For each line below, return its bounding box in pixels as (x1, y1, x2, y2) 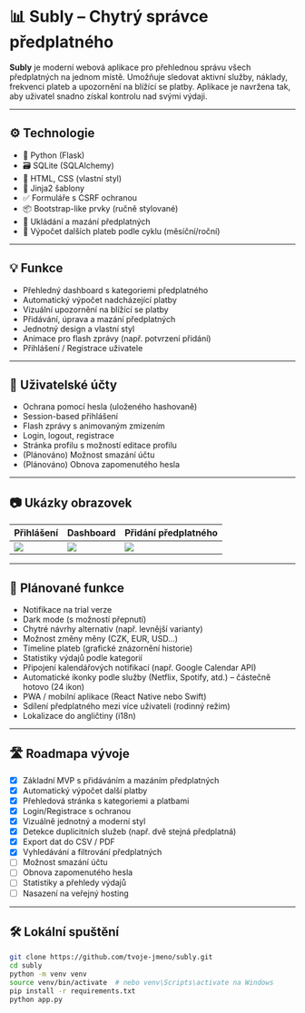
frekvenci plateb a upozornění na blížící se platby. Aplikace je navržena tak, (9, 81, 291, 92)
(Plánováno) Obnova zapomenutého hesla (22, 459, 180, 470)
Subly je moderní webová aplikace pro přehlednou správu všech (9, 62, 251, 73)
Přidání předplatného (124, 526, 218, 539)
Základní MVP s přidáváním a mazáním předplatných (22, 774, 220, 785)
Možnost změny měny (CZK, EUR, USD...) (22, 634, 179, 644)
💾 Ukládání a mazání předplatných (22, 216, 152, 227)
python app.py (9, 995, 64, 1004)
